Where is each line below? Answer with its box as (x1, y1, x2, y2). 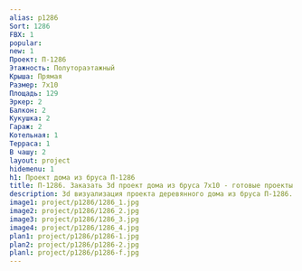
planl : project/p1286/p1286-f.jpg (9, 248, 140, 257)
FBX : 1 (9, 30, 34, 39)
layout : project (9, 155, 71, 165)
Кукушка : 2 (9, 114, 51, 123)
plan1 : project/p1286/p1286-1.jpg (9, 231, 140, 240)
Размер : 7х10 (9, 80, 59, 89)
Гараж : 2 (9, 123, 42, 132)
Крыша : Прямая (9, 72, 63, 81)
